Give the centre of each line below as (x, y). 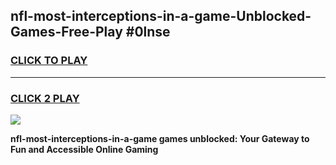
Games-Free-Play (66, 32)
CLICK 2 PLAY (45, 98)
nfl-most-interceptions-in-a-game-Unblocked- (161, 16)
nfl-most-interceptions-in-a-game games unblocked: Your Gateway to (160, 138)
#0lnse (148, 32)
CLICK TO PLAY (49, 61)
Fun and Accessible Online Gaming (84, 149)
